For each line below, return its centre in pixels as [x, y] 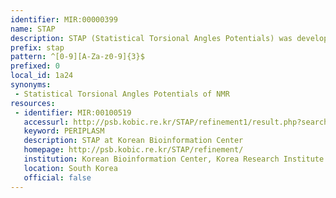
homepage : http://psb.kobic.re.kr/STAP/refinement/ [133, 150]
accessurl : [46, 122]
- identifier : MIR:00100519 [73, 112]
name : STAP [33, 29]
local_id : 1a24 [42, 76]
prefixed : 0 [35, 66]
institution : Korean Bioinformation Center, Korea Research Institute [174, 159]
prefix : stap [37, 47]
